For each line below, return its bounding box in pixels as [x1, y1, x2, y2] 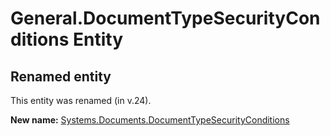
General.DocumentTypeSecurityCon [10, 7, 321, 30]
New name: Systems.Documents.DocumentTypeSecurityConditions [10, 114, 290, 126]
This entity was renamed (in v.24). [10, 95, 152, 106]
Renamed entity [10, 68, 112, 85]
